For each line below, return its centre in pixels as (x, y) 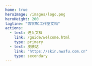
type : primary (29, 42)
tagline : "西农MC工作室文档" (33, 24)
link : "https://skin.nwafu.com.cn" (51, 51)
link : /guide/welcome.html (42, 38)
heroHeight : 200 (22, 19)
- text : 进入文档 (26, 33)
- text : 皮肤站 (24, 47)
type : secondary (31, 56)
